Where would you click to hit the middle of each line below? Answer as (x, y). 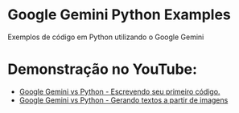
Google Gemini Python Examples (119, 15)
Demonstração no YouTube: (103, 69)
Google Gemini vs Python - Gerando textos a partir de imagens (124, 100)
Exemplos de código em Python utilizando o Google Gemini (106, 37)
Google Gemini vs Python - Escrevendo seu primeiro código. (119, 91)
